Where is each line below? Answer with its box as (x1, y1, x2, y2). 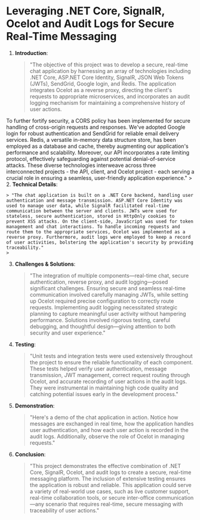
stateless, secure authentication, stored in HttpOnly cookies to (6, 213, 175, 219)
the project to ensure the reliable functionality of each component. (29, 358, 193, 366)
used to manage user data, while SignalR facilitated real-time (6, 202, 170, 209)
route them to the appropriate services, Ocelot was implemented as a (6, 229, 186, 235)
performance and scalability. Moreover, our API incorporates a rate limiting (6, 148, 190, 156)
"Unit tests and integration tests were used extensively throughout (29, 352, 193, 360)
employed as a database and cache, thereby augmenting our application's (6, 142, 189, 150)
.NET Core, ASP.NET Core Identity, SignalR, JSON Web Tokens (29, 74, 184, 81)
